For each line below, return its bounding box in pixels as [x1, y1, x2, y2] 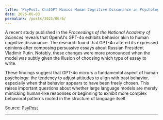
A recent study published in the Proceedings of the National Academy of [5, 30, 150, 35]
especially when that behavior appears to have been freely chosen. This [5, 80, 149, 86]
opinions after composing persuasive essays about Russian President [5, 45, 144, 51]
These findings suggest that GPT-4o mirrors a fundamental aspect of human [5, 70, 158, 76]
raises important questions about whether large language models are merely [5, 86, 158, 91]
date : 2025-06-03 [5, 12, 40, 17]
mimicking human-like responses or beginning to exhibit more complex [5, 90, 147, 96]
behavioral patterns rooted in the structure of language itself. [5, 96, 127, 102]
